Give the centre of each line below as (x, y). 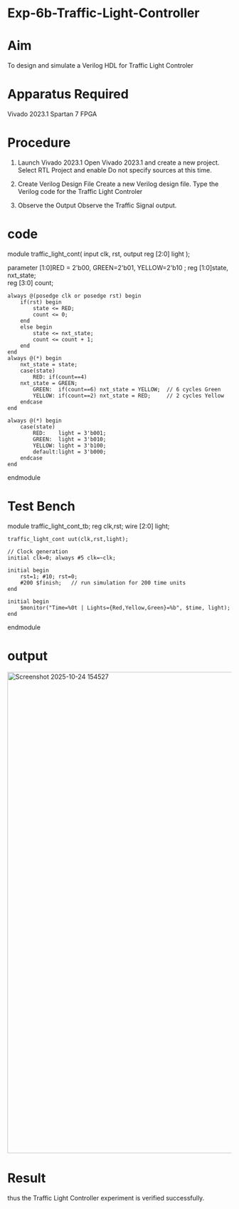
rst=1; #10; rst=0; (49, 576)
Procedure (39, 143)
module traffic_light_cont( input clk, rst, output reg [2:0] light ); (99, 254)
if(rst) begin (41, 302)
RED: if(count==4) (60, 377)
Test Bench (42, 506)
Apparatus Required (68, 94)
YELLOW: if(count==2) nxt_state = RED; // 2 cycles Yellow (128, 396)
